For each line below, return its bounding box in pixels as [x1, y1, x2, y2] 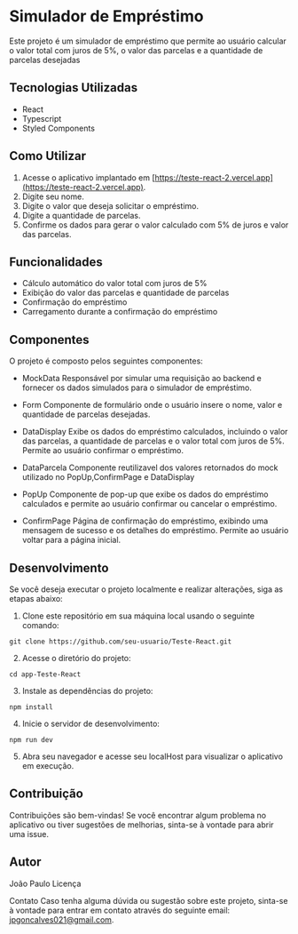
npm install [9, 703, 53, 712]
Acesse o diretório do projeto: [21, 653, 131, 663]
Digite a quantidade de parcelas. [21, 210, 141, 220]
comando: [21, 620, 59, 630]
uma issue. [9, 828, 49, 839]
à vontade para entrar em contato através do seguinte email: [9, 905, 231, 915]
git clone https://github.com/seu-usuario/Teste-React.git [9, 637, 232, 646]
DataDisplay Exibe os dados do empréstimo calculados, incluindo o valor [21, 427, 288, 437]
